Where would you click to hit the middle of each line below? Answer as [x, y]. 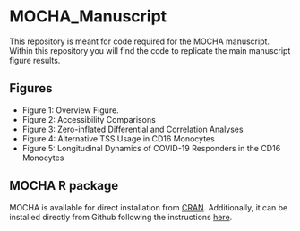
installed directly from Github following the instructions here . [121, 217]
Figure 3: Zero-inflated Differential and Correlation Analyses [133, 129]
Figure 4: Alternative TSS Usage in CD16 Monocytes [118, 138]
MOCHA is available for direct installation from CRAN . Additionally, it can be [149, 207]
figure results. [35, 60]
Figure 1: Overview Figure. [70, 110]
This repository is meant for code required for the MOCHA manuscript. [140, 41]
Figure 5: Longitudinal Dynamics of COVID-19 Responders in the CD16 [151, 148]
